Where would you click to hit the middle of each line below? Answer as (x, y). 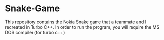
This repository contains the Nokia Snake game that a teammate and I (76, 22)
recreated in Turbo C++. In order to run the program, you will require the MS (82, 27)
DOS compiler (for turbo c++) (35, 32)
